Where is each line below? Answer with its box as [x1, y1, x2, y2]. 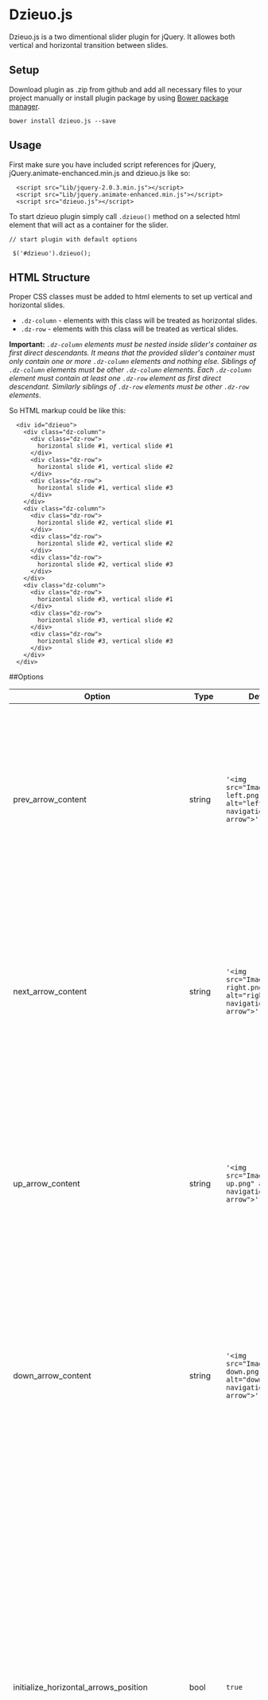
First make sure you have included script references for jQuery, [9, 159, 216, 169]
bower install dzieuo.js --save [9, 117, 116, 125]
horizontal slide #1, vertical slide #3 [37, 484, 173, 492]
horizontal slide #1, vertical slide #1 [37, 442, 173, 451]
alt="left [226, 799, 263, 808]
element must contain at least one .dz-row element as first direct [9, 373, 222, 383]
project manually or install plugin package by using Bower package [9, 93, 229, 103]
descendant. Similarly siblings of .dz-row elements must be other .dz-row [9, 382, 250, 392]
